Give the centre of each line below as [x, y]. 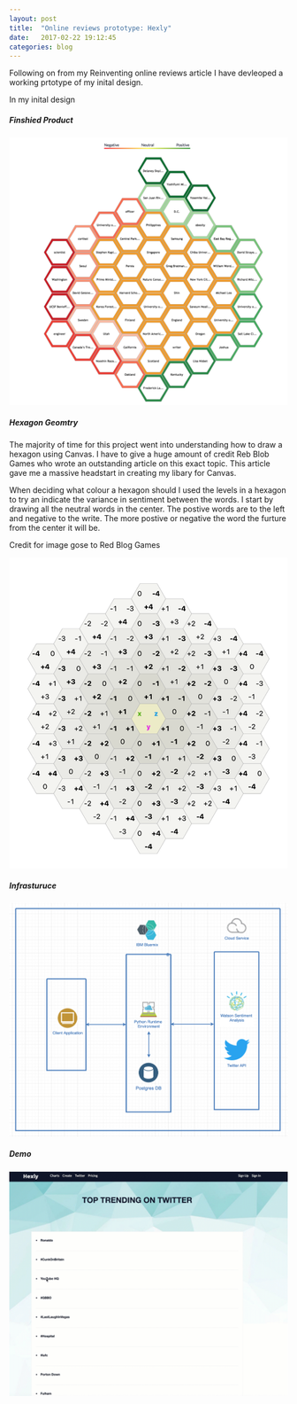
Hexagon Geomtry [44, 422]
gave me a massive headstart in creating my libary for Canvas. [123, 473]
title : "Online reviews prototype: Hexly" [91, 28]
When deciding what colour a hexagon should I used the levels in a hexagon [148, 490]
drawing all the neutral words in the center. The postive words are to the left [147, 509]
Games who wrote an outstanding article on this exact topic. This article [140, 464]
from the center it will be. [55, 528]
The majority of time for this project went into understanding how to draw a [146, 445]
